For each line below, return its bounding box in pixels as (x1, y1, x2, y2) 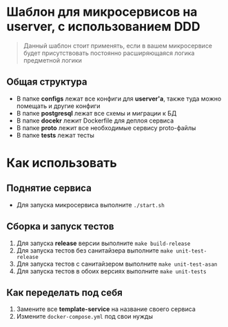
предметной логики (23, 56, 82, 64)
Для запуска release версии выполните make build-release (16, 239, 191, 247)
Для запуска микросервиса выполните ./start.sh (16, 200, 165, 209)
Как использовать (6, 155, 118, 171)
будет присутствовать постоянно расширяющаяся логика (23, 49, 195, 57)
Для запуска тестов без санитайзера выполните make (16, 246, 174, 255)
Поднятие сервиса (6, 182, 92, 194)
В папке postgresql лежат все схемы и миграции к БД (16, 109, 177, 117)
